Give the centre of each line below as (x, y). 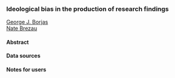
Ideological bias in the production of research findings (87, 9)
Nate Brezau (22, 28)
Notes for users (26, 70)
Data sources (23, 56)
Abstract (18, 42)
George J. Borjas (27, 22)
